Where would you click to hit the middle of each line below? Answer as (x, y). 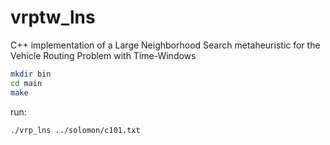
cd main (26, 83)
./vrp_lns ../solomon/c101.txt (75, 130)
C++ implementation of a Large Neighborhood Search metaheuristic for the (165, 45)
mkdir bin (31, 74)
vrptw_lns (53, 17)
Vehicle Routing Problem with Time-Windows (103, 55)
